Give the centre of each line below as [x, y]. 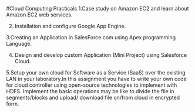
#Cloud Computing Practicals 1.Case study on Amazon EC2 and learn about [97, 9]
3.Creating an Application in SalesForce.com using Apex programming [91, 37]
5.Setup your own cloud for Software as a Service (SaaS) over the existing [96, 72]
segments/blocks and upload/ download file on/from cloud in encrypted [93, 97]
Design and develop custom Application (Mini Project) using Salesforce [100, 55]
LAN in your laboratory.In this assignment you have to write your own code [96, 79]
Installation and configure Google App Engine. [70, 26]
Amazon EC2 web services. [39, 15]
